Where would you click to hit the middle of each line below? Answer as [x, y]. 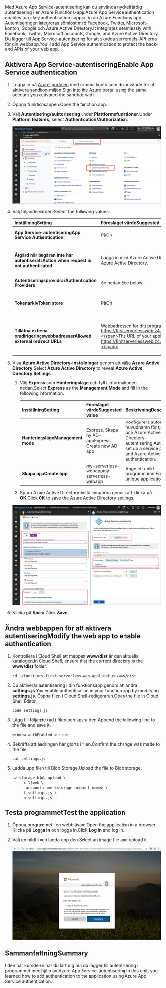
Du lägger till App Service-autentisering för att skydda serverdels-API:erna [81, 39]
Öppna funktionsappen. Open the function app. [60, 104]
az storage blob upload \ [39, 778]
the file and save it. [32, 725]
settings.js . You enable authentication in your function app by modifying [85, 690]
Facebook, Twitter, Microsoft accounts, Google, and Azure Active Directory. [82, 33]
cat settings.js [29, 759]
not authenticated [34, 265]
